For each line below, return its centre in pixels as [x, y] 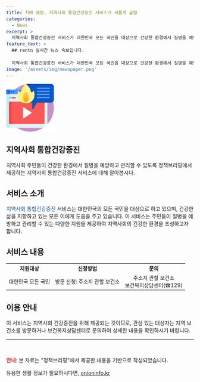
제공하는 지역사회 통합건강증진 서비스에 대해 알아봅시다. [71, 172]
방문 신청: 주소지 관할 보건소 [87, 281]
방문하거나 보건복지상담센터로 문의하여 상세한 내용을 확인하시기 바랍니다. [106, 331]
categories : [21, 19]
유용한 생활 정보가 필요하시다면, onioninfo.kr [58, 373]
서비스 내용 [25, 252]
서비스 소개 [25, 193]
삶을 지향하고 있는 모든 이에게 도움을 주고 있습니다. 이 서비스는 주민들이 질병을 [97, 216]
